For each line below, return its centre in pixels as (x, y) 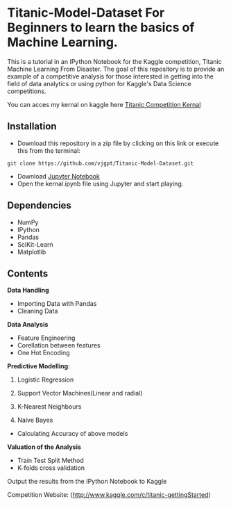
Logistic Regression (45, 379)
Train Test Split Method (51, 461)
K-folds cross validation (51, 468)
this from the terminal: (49, 150)
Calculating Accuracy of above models (72, 434)
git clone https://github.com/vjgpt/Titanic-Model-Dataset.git (101, 163)
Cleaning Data (37, 311)
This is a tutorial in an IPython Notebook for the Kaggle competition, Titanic (114, 61)
